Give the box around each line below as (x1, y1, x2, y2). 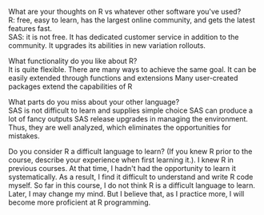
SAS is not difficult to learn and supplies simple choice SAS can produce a (8, 106, 254, 115)
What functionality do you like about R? (8, 56, 138, 66)
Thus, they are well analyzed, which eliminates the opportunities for (8, 123, 231, 132)
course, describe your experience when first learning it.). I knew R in (8, 155, 234, 165)
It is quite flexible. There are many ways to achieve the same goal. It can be (8, 65, 257, 74)
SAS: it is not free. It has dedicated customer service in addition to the (8, 32, 239, 42)
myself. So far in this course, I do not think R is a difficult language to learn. (8, 181, 256, 190)
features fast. (8, 24, 53, 33)
